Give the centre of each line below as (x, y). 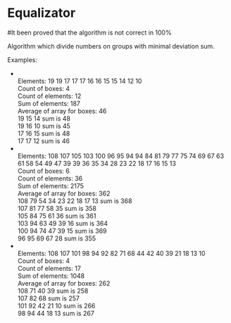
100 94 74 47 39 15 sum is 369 (62, 231)
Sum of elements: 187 (49, 103)
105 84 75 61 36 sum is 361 (57, 216)
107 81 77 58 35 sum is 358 (57, 208)
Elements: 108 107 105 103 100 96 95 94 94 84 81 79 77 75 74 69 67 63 (120, 156)
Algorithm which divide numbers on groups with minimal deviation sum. (111, 46)
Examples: (22, 60)
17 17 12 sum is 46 (44, 141)
